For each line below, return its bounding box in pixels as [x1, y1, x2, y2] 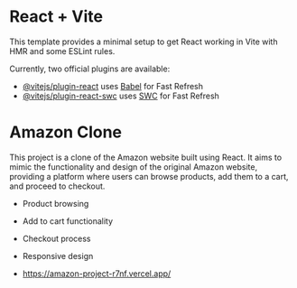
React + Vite [9, 6, 104, 27]
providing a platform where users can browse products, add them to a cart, [9, 171, 289, 181]
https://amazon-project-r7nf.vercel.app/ [22, 268, 172, 279]
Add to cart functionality [22, 215, 114, 227]
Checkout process [22, 233, 91, 244]
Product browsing [22, 198, 89, 209]
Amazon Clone [9, 122, 123, 143]
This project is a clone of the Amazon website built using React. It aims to [9, 152, 283, 163]
